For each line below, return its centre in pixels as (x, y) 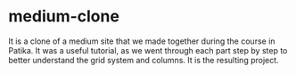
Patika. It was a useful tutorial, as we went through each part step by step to (148, 50)
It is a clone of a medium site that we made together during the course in (142, 41)
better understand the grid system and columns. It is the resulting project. (144, 60)
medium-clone (64, 16)
